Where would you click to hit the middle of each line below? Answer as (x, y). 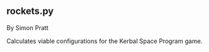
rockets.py (30, 11)
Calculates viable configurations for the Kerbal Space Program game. (104, 41)
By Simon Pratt (27, 27)
